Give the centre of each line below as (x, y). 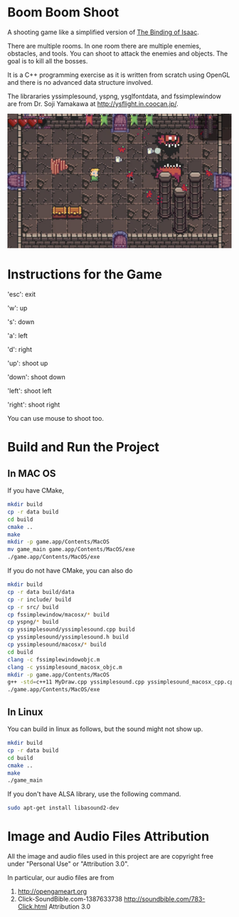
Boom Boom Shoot (63, 12)
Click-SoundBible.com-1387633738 (70, 899)
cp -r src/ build (33, 607)
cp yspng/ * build (33, 622)
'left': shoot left (30, 391)
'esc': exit (21, 294)
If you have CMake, (36, 491)
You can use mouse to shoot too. (56, 419)
